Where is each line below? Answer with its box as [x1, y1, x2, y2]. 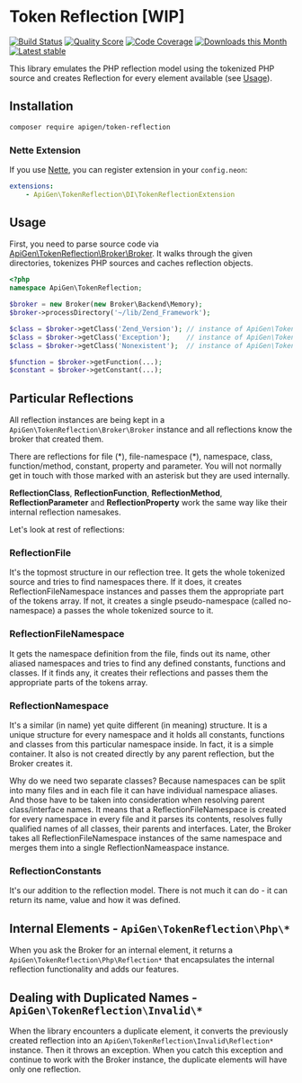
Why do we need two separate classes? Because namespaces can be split [9, 775, 286, 786]
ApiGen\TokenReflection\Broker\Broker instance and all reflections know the [9, 425, 293, 435]
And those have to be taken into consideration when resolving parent [9, 794, 265, 806]
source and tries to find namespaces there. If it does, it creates [9, 577, 243, 587]
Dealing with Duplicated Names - [9, 989, 198, 1005]
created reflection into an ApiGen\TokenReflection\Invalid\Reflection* [9, 1034, 274, 1045]
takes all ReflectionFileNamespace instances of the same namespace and [9, 833, 283, 844]
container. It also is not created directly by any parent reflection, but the [9, 748, 275, 759]
